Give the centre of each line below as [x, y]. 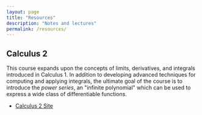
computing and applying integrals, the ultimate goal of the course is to [95, 81]
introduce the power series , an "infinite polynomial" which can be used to [99, 88]
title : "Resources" [31, 18]
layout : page [23, 12]
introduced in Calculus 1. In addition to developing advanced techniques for [101, 75]
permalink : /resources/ [37, 29]
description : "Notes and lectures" [52, 23]
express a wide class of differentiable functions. [67, 94]
